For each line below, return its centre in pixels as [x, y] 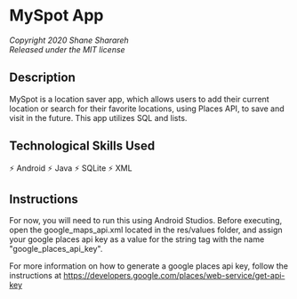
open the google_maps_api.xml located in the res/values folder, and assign [146, 230]
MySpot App [56, 16]
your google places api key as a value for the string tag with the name [137, 239]
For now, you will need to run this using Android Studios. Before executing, [146, 221]
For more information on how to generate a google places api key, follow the [149, 266]
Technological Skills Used [82, 146]
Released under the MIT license [68, 49]
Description [42, 78]
